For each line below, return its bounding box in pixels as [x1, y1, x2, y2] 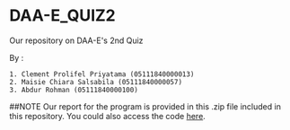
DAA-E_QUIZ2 [9, 5, 116, 26]
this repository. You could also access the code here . [9, 110, 207, 121]
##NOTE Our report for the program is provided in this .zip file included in [9, 100, 281, 112]
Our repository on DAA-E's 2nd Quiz [9, 35, 144, 46]
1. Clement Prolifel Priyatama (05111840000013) [9, 69, 195, 79]
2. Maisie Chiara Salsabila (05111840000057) [9, 77, 182, 86]
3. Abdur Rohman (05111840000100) [9, 85, 139, 94]
